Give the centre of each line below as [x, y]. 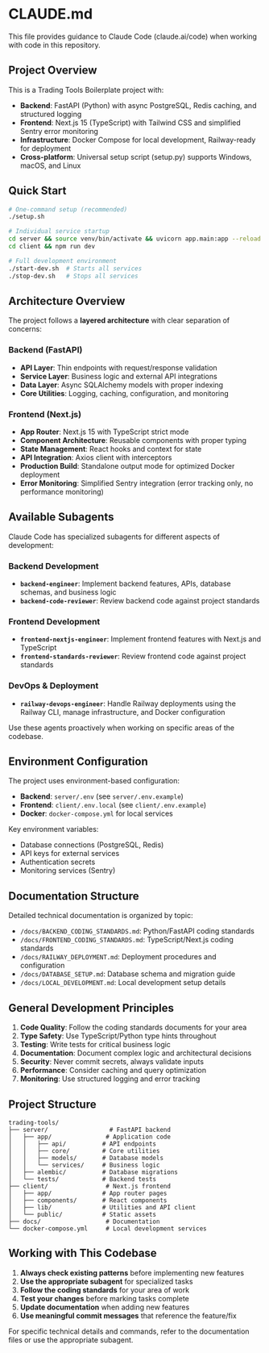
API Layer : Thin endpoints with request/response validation [118, 367]
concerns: [25, 329]
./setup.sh [27, 217]
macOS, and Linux [50, 165]
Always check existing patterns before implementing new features [132, 1272]
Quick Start [37, 191]
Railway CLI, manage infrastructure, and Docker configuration [122, 712]
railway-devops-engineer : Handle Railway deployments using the [128, 704]
